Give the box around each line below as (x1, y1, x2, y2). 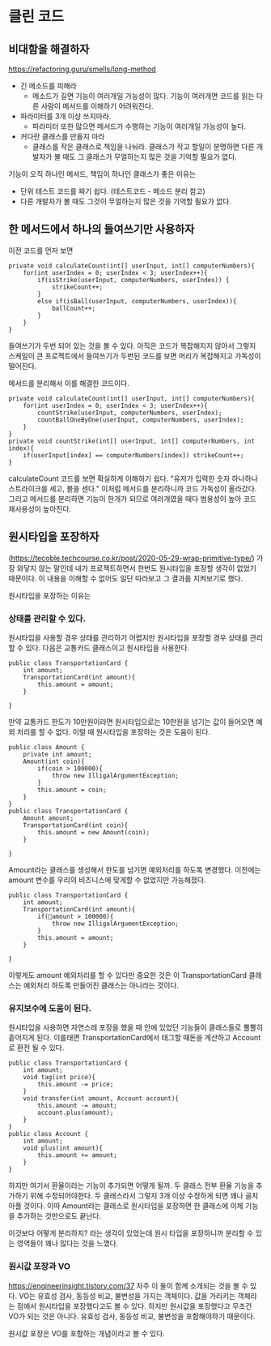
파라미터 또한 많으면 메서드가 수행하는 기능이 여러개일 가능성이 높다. (32, 122, 247, 131)
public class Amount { (8, 743, 85, 751)
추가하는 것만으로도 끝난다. (16, 1211, 102, 1221)
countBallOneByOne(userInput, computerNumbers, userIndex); (37, 415, 244, 424)
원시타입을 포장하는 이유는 (8, 590, 91, 600)
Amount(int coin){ (23, 757, 85, 765)
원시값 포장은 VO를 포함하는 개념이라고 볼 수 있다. (8, 1328, 166, 1338)
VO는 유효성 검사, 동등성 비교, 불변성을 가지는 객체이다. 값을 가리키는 (19, 1291, 236, 1301)
